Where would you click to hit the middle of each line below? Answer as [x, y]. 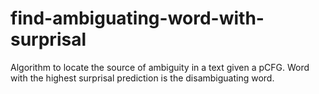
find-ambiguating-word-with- [137, 18]
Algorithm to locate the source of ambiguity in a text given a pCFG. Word [160, 67]
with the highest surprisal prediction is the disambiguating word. [142, 78]
